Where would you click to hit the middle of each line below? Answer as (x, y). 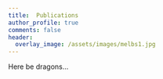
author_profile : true (43, 23)
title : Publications (43, 15)
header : (21, 37)
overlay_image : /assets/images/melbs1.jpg (85, 45)
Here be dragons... (38, 66)
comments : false (34, 30)
